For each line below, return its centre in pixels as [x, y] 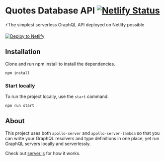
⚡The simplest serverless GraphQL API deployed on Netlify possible [75, 24]
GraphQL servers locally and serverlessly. [48, 144]
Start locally [20, 85]
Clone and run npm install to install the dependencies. [60, 64]
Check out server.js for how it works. [43, 153]
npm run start [20, 105]
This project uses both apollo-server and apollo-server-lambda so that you [82, 133]
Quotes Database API [50, 11]
